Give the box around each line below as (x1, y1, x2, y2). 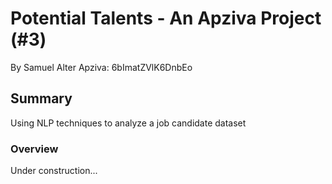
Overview (10, 142, 59, 156)
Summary (10, 90, 73, 107)
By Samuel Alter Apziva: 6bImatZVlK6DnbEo (10, 61, 193, 73)
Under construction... (10, 165, 98, 177)
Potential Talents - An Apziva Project (10, 7, 322, 30)
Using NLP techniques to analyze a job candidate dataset (10, 117, 247, 129)
